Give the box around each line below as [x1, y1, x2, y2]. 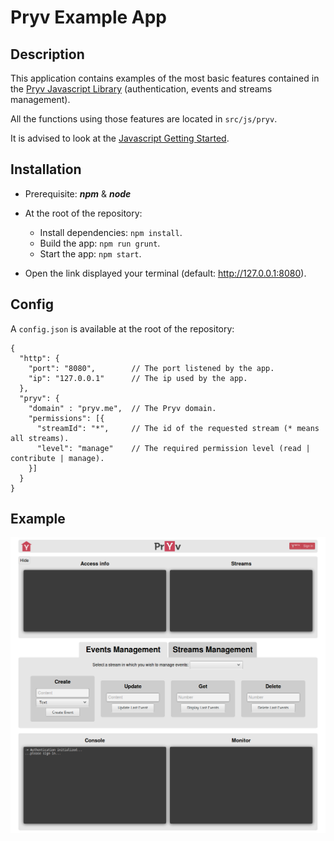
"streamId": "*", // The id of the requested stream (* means [36, 423, 320, 433]
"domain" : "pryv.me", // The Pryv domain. [28, 403, 217, 413]
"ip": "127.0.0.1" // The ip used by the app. [28, 373, 248, 383]
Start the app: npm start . [39, 247, 142, 260]
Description [10, 46, 85, 63]
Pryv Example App [10, 6, 168, 29]
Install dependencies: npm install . [39, 226, 183, 238]
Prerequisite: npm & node [24, 187, 132, 200]
